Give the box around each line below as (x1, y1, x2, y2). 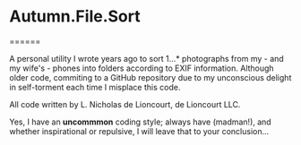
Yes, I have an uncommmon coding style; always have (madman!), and (9, 116, 271, 127)
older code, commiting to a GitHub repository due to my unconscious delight (9, 72, 292, 82)
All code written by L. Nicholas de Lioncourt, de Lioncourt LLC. (9, 98, 241, 109)
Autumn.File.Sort (9, 6, 141, 27)
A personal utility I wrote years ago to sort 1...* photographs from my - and (9, 53, 284, 64)
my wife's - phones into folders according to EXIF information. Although (9, 63, 275, 73)
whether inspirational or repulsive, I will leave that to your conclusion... (9, 125, 270, 136)
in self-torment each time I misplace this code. (9, 81, 181, 92)
